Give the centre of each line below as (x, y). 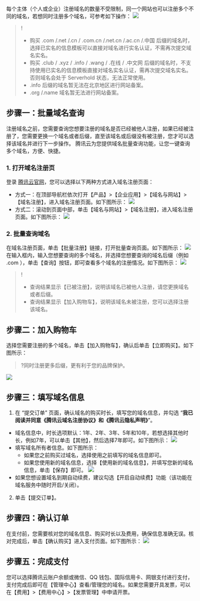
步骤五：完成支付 (37, 562)
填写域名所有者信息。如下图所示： (57, 448)
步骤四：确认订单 (37, 518)
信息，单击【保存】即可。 (55, 470)
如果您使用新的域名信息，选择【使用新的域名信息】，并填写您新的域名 (108, 463)
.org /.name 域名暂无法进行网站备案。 (76, 92)
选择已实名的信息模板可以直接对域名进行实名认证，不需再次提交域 (110, 48)
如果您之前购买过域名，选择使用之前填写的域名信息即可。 (94, 455)
